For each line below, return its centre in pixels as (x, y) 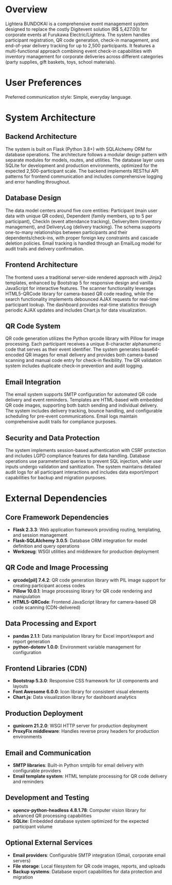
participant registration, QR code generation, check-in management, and (82, 40)
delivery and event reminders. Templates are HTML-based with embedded (84, 400)
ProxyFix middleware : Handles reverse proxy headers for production (86, 731)
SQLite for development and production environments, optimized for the (81, 165)
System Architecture (51, 118)
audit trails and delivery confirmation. (45, 248)
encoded (15, 355)
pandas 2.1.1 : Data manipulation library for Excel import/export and (83, 636)
